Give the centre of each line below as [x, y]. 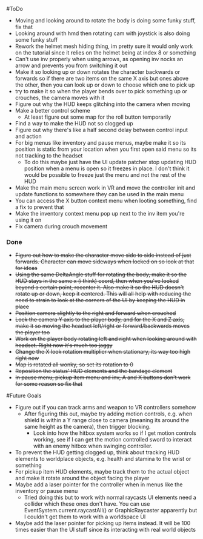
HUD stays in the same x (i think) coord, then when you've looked [97, 281]
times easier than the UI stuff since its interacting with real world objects [105, 530]
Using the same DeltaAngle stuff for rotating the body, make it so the [101, 274]
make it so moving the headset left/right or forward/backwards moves [102, 326]
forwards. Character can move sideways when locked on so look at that [105, 262]
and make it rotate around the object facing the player [82, 478]
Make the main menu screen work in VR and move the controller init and [105, 188]
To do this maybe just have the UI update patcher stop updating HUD [110, 162]
